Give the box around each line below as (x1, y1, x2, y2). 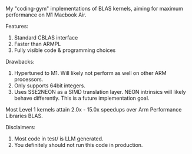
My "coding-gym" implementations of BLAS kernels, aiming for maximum (5, 5, 184, 12)
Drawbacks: (5, 58, 35, 65)
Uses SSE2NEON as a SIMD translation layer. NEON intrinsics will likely (14, 89, 186, 95)
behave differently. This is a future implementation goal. (14, 94, 150, 101)
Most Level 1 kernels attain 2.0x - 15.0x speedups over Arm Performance (5, 106, 182, 113)
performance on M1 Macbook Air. (5, 11, 87, 18)
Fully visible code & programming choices (14, 47, 116, 54)
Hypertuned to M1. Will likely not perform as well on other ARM (14, 70, 167, 76)
